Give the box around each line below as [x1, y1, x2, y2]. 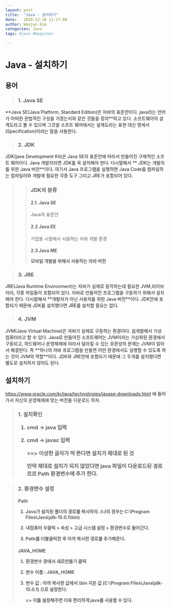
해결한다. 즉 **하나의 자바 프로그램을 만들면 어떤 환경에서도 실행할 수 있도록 [10, 347, 161, 353]
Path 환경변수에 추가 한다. [37, 470, 99, 477]
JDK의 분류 [30, 187, 57, 194]
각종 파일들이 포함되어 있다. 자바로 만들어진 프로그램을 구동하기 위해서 [16, 289, 155, 296]
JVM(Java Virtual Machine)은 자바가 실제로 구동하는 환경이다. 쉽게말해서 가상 [5, 328, 162, 334]
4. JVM [17, 315, 37, 323]
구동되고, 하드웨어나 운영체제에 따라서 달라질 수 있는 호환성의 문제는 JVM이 [5, 341, 156, 347]
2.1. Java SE [30, 200, 56, 206]
